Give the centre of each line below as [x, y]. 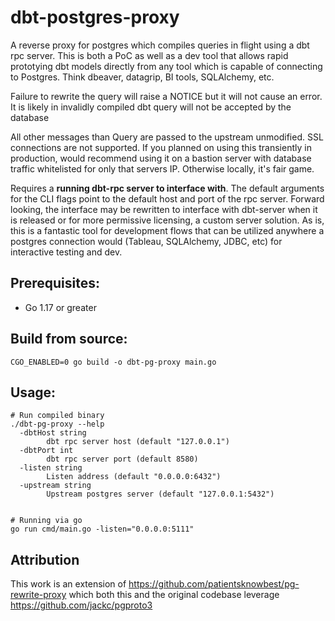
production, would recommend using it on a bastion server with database [161, 158]
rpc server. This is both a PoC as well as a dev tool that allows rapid [149, 55]
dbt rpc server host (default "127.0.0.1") [138, 442]
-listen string [51, 468]
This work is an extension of [68, 584]
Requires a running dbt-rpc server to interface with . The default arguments [167, 188]
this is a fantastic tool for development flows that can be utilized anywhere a [167, 230]
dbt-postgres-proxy [95, 17]
